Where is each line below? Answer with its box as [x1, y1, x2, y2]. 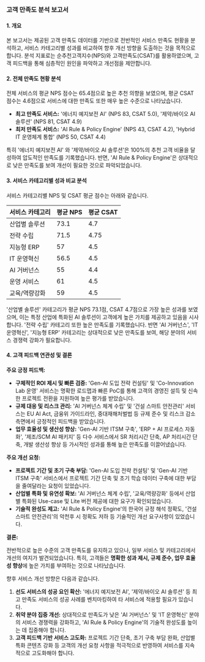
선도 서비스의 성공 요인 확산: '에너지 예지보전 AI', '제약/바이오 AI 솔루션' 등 [15, 588, 191, 595]
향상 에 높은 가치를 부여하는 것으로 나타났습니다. [12, 561, 125, 569]
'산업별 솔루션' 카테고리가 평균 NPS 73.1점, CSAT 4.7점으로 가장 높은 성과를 [6, 306, 187, 313]
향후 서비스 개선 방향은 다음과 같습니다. [6, 575, 100, 582]
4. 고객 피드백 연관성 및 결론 [6, 352, 72, 359]
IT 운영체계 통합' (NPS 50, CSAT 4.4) [15, 133, 106, 140]
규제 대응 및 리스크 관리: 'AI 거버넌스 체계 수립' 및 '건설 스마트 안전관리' [15, 402, 185, 409]
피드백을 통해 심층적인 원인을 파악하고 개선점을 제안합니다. [12, 60, 152, 67]
